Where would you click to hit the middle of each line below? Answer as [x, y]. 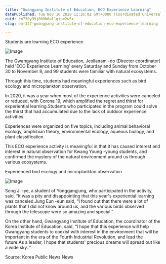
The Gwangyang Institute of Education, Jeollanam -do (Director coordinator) [83, 61]
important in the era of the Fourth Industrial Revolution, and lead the [74, 237]
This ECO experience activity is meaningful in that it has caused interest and [83, 147]
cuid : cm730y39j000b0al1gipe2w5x [40, 19]
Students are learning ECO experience [44, 42]
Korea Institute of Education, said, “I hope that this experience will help [77, 226]
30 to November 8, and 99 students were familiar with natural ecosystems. [81, 72]
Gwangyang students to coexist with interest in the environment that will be [82, 232]
